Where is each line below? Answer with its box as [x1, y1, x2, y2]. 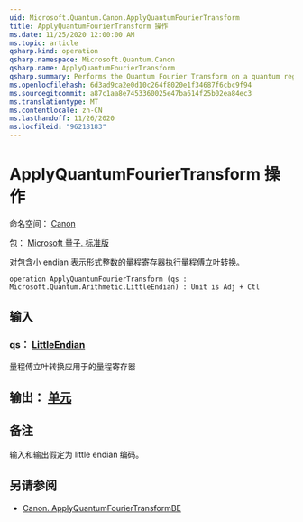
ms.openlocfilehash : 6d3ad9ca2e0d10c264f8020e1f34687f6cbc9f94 [9, 80, 252, 89]
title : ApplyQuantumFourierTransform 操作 [9, 22, 169, 31]
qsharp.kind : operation [9, 47, 99, 56]
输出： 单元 [9, 390, 72, 405]
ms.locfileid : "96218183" [9, 123, 106, 132]
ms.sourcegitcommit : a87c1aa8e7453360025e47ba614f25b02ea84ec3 [9, 89, 252, 98]
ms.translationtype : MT [9, 97, 99, 107]
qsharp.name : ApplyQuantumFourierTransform [9, 64, 176, 73]
